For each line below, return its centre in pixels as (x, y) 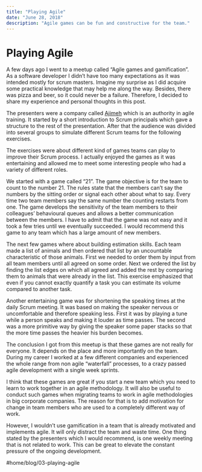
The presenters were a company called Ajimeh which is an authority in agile (100, 113)
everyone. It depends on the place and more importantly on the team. (93, 351)
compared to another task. (39, 289)
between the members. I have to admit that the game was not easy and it (97, 220)
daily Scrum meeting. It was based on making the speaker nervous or (93, 307)
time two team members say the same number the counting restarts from (97, 201)
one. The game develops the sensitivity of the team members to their (92, 207)
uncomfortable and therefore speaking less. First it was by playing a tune (97, 313)
